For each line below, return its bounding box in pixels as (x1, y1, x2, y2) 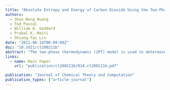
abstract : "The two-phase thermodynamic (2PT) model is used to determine (5, 49, 166, 54)
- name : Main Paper (10, 59, 51, 64)
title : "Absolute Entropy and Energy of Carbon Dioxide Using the (5, 7, 148, 13)
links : (5, 54, 19, 59)
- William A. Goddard (10, 26, 56, 31)
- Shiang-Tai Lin (10, 36, 47, 41)
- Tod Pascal (10, 21, 37, 27)
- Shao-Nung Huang (10, 17, 49, 22)
